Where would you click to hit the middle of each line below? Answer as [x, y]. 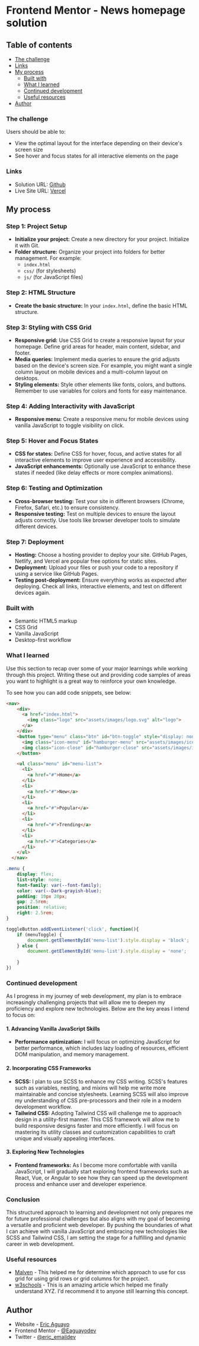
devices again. [33, 593]
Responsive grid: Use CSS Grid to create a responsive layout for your [100, 340]
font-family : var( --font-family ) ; [59, 885]
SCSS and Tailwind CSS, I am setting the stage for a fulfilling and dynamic [96, 1238]
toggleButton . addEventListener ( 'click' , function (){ [73, 929]
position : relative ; [42, 908]
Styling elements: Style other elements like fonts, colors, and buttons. [100, 384]
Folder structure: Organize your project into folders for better [90, 252]
